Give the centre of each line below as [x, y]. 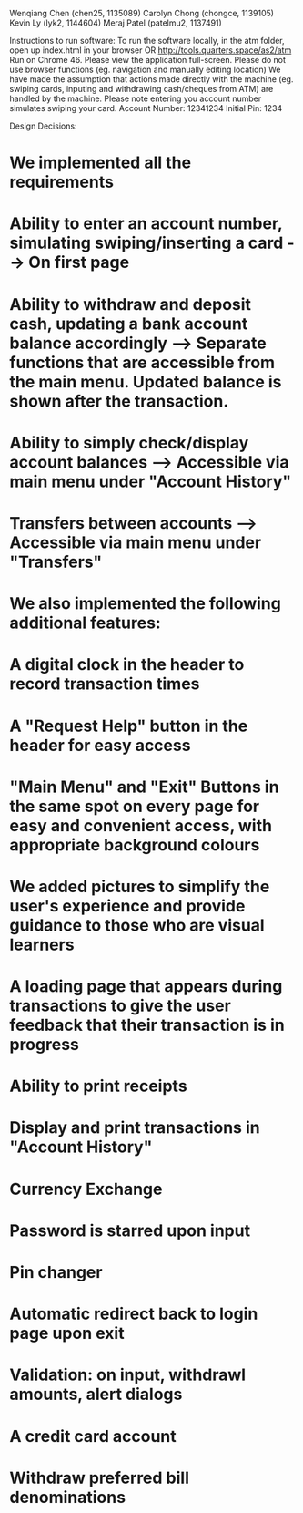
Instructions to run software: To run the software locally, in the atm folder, [147, 41]
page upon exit [67, 1333]
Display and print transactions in [135, 1128]
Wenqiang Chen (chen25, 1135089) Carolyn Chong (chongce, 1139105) [142, 13]
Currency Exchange [86, 1189]
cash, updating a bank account [129, 324]
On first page [79, 262]
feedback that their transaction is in [147, 1025]
